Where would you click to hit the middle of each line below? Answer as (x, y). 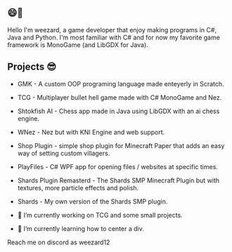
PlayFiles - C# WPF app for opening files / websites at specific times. (117, 166)
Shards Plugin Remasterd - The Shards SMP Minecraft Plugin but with (118, 180)
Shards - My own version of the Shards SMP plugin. (92, 201)
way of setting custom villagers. (64, 153)
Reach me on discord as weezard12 (59, 242)
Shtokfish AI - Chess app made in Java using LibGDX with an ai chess (118, 111)
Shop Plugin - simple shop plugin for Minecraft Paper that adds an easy (121, 145)
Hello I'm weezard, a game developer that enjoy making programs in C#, (112, 29)
